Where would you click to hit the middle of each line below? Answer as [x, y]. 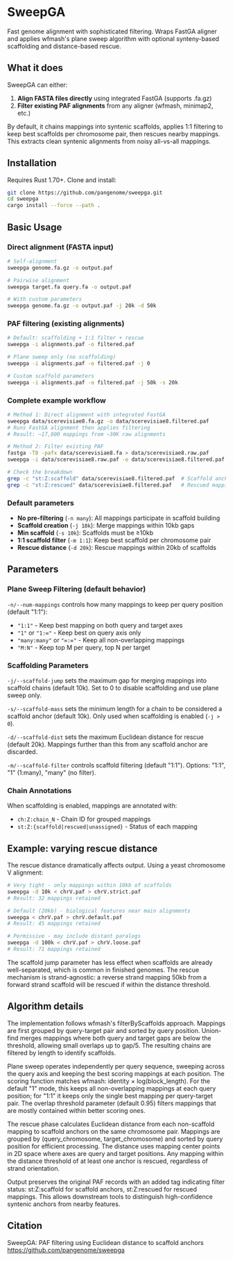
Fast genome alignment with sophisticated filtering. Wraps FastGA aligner [112, 31]
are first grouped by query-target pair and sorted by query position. [104, 1030]
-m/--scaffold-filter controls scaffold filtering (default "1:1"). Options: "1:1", [116, 765]
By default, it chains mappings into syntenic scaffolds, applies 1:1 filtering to [115, 127]
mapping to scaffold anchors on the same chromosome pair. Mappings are [114, 1131]
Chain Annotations [40, 790]
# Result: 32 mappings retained [54, 898]
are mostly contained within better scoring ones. [76, 1110]
